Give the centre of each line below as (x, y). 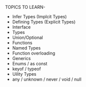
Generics (21, 58)
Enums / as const (30, 64)
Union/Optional (28, 37)
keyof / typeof (27, 69)
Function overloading (34, 53)
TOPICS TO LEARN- (25, 7)
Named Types (26, 48)
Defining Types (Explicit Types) (44, 22)
